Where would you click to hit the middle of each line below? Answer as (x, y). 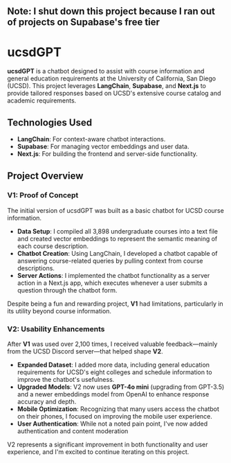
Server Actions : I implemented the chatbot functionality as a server (113, 275)
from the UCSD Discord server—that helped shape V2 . (85, 351)
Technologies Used (49, 122)
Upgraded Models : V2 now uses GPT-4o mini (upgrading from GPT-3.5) (121, 387)
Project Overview (45, 176)
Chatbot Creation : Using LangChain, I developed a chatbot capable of (117, 253)
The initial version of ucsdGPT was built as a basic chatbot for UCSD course (116, 210)
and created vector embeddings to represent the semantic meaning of (117, 238)
